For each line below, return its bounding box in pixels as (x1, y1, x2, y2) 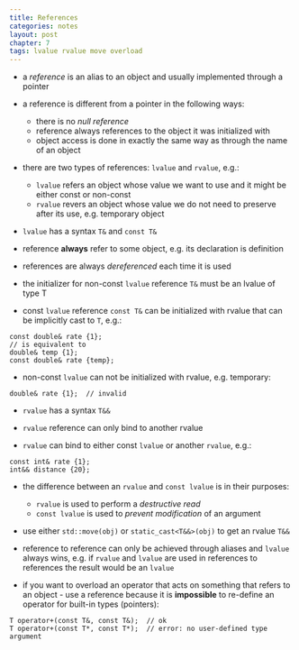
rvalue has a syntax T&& (22, 405, 111, 416)
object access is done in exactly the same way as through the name (35, 135, 288, 146)
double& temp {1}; (9, 348, 78, 357)
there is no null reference (35, 116, 129, 127)
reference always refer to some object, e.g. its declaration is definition (22, 243, 284, 254)
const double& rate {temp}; (9, 356, 115, 365)
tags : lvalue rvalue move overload (9, 47, 143, 56)
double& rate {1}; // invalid (9, 389, 127, 398)
